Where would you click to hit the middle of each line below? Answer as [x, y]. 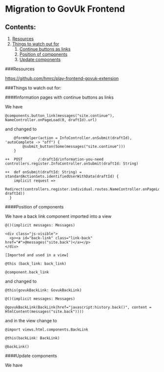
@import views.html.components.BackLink [47, 330]
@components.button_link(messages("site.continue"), [60, 116]
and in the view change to [31, 320]
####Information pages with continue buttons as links [59, 97]
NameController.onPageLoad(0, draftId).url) [51, 120]
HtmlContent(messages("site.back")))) [44, 311]
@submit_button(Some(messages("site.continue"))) [74, 146]
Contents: [20, 27]
